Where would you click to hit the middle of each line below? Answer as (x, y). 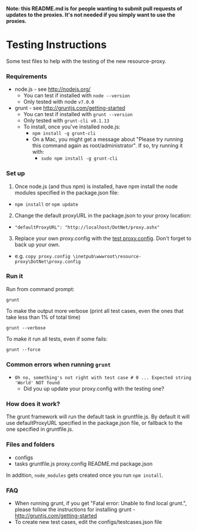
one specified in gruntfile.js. (40, 429)
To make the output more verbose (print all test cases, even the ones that (95, 311)
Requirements (27, 76)
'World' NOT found (37, 383)
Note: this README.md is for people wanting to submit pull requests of (94, 9)
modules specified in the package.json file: (66, 192)
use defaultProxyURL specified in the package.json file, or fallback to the (94, 423)
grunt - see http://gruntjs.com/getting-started (70, 108)
